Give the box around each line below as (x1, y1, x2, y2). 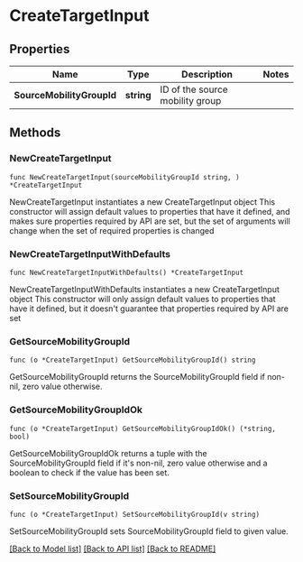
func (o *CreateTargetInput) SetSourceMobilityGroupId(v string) (9, 510, 260, 519)
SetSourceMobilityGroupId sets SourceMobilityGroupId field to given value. (9, 525, 289, 537)
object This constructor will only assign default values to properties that (9, 293, 277, 304)
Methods (9, 125, 61, 141)
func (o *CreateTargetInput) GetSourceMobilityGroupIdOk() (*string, (9, 424, 277, 433)
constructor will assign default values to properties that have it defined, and (9, 206, 290, 217)
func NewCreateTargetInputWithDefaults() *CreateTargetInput (9, 268, 244, 277)
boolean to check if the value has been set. (9, 466, 170, 478)
